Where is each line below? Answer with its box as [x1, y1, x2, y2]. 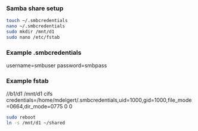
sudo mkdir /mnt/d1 [6, 29, 55, 35]
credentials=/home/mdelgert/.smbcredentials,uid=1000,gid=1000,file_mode [6, 96, 192, 104]
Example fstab [6, 77, 49, 85]
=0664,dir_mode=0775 [6, 103, 63, 110]
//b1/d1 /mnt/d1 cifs [6, 91, 53, 98]
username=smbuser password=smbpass [6, 62, 107, 69]
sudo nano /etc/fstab [6, 34, 60, 40]
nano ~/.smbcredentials [6, 23, 66, 29]
